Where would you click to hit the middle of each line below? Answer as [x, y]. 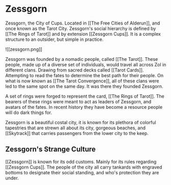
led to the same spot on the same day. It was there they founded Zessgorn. [84, 86]
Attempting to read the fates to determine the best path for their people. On [84, 75]
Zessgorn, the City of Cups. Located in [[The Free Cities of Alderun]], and [83, 23]
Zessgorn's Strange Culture [51, 149]
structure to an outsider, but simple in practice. [54, 39]
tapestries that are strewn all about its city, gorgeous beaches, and [76, 128]
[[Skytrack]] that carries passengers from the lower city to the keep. [77, 133]
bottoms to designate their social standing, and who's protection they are [82, 172]
